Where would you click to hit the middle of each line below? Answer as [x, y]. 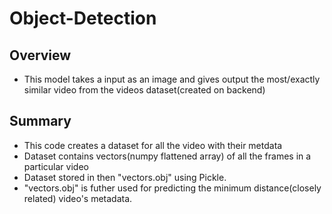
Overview [40, 55]
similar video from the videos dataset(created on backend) [144, 90]
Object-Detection [83, 18]
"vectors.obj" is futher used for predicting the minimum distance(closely [172, 188]
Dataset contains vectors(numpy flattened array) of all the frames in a [167, 156]
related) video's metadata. [78, 198]
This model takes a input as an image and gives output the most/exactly [172, 79]
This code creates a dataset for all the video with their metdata [153, 145]
